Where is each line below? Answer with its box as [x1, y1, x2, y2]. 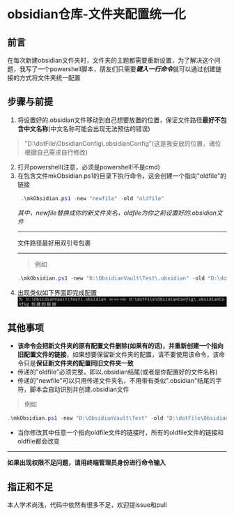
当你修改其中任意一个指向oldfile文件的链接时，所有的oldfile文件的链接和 [17, 428, 224, 437]
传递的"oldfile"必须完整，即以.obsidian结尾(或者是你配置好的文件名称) [17, 367, 218, 377]
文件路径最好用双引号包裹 [17, 238, 91, 247]
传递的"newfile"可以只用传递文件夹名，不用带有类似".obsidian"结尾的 [17, 377, 216, 385]
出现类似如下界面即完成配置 [17, 288, 97, 296]
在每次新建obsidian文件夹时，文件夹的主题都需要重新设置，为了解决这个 [7, 56, 214, 64]
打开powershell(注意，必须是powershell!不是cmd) [17, 162, 160, 171]
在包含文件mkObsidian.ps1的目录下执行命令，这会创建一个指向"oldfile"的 [17, 172, 226, 180]
